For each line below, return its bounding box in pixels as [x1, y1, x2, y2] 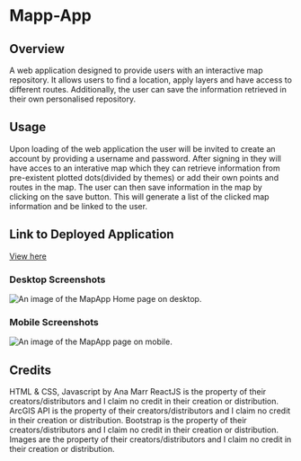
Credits [9, 362, 52, 377]
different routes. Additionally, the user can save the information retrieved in [9, 84, 288, 94]
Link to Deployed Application [9, 226, 174, 243]
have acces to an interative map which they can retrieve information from [9, 163, 280, 173]
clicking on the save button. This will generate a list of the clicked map [9, 191, 270, 202]
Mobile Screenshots [9, 315, 99, 328]
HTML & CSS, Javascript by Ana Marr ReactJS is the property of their [9, 386, 267, 397]
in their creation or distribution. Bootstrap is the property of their [9, 415, 247, 426]
